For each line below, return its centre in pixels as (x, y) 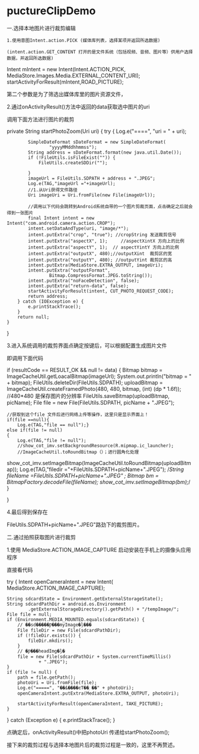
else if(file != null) (35, 430)
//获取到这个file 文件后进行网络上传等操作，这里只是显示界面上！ (78, 414)
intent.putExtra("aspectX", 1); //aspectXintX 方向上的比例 (106, 241)
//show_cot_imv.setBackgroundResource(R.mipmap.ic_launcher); (96, 446)
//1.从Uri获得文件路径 (53, 190)
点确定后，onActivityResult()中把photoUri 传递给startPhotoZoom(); (88, 732)
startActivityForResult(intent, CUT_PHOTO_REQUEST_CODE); (101, 291)
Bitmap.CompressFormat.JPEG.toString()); (101, 275)
